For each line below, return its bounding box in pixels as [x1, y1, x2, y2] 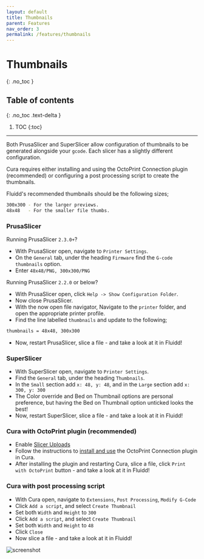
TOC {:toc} [15, 123, 42, 131]
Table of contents [6, 95, 74, 106]
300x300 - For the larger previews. [6, 202, 99, 208]
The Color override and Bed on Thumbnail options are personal [15, 393, 174, 400]
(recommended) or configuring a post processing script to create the [6, 171, 179, 179]
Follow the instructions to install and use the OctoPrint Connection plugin [15, 447, 198, 454]
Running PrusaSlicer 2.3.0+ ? [6, 235, 78, 243]
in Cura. [15, 454, 35, 461]
